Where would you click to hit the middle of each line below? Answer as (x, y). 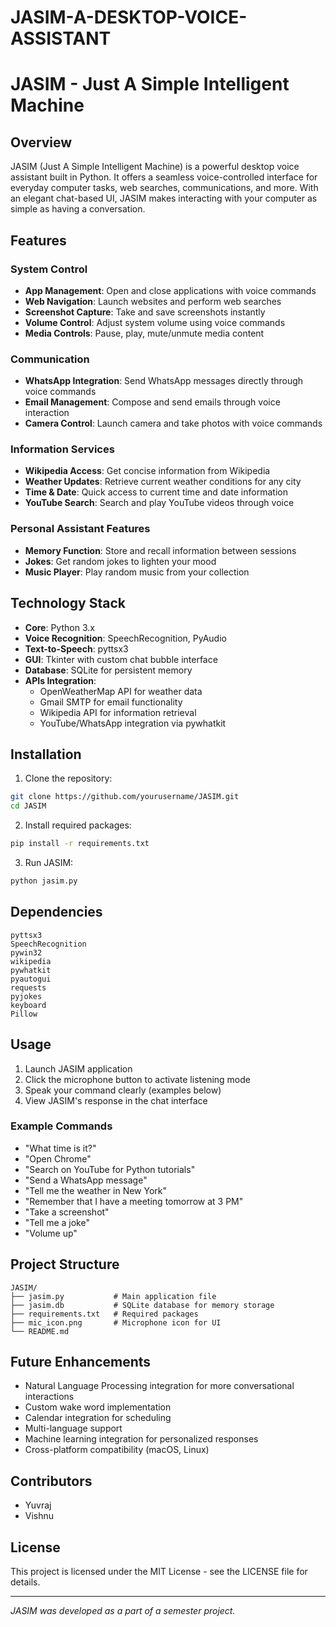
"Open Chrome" (58, 1158)
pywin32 (26, 952)
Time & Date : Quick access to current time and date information (156, 492)
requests (28, 987)
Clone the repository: (68, 778)
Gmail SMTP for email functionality (111, 702)
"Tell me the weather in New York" (96, 1190)
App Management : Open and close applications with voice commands (170, 290)
